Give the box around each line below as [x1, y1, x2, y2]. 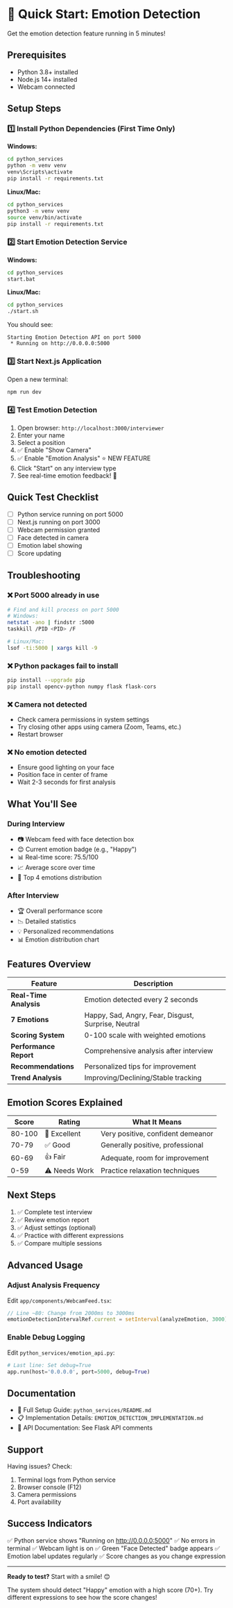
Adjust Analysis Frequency [7, 1280, 101, 1290]
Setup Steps [7, 103, 61, 115]
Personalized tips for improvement [84, 1062, 196, 1071]
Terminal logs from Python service [17, 1475, 116, 1484]
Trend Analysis [10, 1073, 62, 1082]
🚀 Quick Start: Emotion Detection [7, 6, 201, 22]
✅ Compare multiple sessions [17, 1239, 103, 1247]
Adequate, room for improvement [100, 1153, 209, 1162]
